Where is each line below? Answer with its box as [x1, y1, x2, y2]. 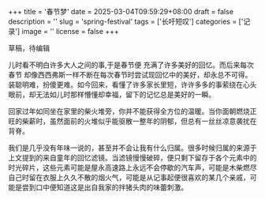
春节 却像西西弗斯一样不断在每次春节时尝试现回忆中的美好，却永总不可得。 [8, 70, 252, 79]
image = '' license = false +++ [21, 27, 120, 36]
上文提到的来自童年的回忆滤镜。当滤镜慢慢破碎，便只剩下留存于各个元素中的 [8, 153, 257, 162]
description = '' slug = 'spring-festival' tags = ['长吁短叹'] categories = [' [8, 17, 244, 26]
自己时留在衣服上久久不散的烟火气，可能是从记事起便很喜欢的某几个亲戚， [8, 173, 250, 182]
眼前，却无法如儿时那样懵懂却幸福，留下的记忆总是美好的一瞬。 [8, 90, 215, 99]
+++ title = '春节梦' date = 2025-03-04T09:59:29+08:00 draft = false [8, 7, 234, 16]
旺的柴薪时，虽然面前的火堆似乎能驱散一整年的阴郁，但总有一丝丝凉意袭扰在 [8, 117, 257, 126]
